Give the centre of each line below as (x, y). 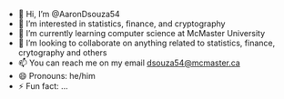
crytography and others (62, 53)
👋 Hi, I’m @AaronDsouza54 (69, 14)
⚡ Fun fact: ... (43, 86)
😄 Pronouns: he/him (56, 76)
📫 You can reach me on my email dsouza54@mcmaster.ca (129, 63)
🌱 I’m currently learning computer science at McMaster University (142, 33)
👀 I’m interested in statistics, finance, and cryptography (122, 24)
